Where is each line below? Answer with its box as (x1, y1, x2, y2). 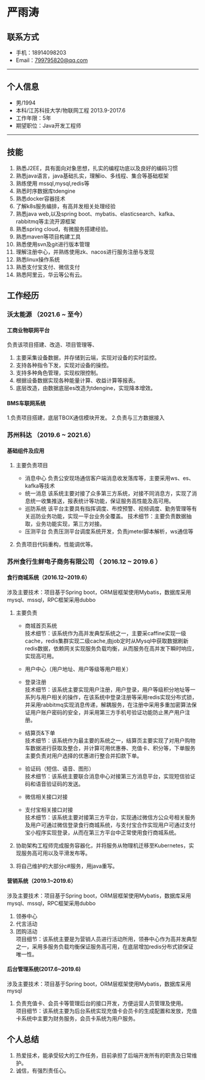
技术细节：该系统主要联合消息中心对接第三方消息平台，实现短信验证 (24, 772, 196, 779)
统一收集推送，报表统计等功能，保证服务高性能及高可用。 (30, 497, 175, 505)
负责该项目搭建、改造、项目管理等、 (7, 341, 98, 349)
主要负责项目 (15, 462, 48, 469)
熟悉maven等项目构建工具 (15, 232, 81, 240)
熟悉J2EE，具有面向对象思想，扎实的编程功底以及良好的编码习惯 (15, 164, 178, 172)
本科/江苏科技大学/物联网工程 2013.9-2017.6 (15, 106, 126, 114)
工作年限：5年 (15, 114, 52, 122)
